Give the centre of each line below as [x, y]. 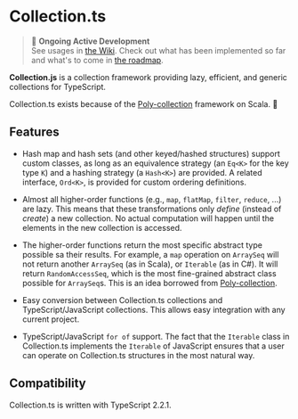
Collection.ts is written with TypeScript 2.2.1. [90, 405]
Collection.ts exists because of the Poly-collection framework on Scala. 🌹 [144, 103]
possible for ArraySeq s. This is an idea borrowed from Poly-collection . [149, 283]
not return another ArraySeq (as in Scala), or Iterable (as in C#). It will [150, 264]
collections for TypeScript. [58, 86]
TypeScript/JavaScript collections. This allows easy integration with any [154, 309]
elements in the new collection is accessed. [102, 227]
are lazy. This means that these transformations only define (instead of [152, 209]
